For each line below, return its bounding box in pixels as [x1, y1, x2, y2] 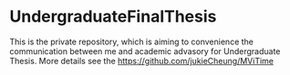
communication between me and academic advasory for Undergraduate [9, 45, 281, 56]
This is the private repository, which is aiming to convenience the [9, 36, 254, 47]
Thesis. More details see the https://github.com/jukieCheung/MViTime [9, 55, 274, 66]
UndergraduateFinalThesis [9, 6, 217, 27]
